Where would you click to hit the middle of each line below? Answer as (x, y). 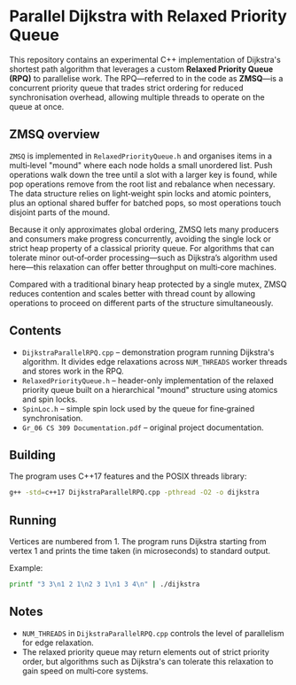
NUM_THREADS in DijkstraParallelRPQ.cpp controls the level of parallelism (153, 633)
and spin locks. (50, 399)
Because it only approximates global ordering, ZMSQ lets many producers (144, 229)
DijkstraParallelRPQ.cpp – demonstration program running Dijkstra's (148, 352)
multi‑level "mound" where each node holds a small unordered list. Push (141, 165)
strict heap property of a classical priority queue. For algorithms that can (142, 248)
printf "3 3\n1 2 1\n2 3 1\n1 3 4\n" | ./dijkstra (105, 585)
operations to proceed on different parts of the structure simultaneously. (141, 303)
